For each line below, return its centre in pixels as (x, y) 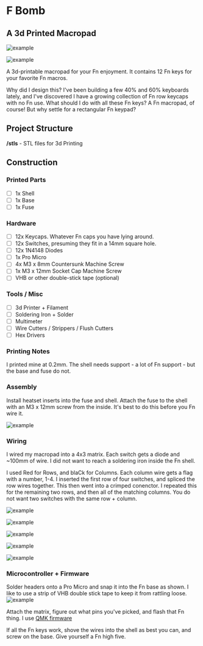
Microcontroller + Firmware (48, 573)
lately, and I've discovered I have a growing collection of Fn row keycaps (98, 96)
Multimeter (29, 321)
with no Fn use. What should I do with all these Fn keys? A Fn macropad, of (101, 103)
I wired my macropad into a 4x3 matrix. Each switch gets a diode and (93, 454)
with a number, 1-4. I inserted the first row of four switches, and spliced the (101, 479)
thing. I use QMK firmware (39, 618)
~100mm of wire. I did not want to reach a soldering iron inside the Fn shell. (101, 461)
